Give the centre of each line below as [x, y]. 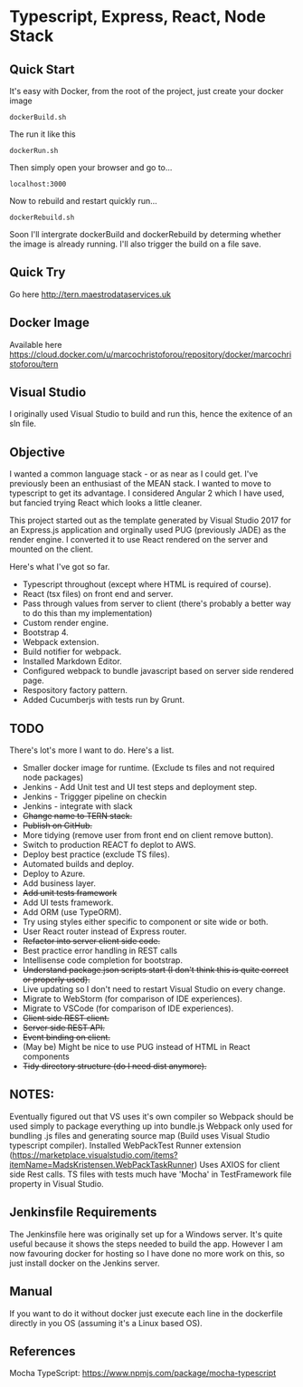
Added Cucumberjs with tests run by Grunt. [104, 700]
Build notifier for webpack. [72, 652]
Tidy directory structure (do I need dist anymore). [114, 1066]
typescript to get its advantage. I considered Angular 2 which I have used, [147, 493]
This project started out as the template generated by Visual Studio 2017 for [151, 520]
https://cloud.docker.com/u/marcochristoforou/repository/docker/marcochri [151, 354]
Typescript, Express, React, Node [138, 17]
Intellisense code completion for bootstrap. [103, 960]
